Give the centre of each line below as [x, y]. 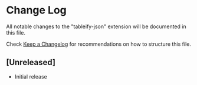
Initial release [31, 76]
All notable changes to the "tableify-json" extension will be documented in [96, 26]
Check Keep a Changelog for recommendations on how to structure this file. [99, 44]
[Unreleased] [31, 62]
